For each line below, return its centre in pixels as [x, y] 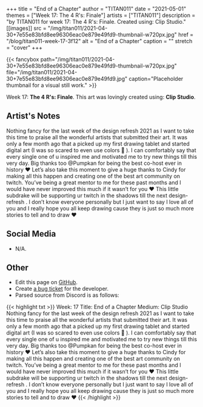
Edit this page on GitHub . [46, 282]
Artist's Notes [33, 116]
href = [186, 35]
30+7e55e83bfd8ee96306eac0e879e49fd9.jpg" [67, 79]
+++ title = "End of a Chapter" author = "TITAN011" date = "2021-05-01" [96, 9]
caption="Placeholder [156, 79]
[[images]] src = [26, 28]
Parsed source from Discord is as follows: [67, 295]
